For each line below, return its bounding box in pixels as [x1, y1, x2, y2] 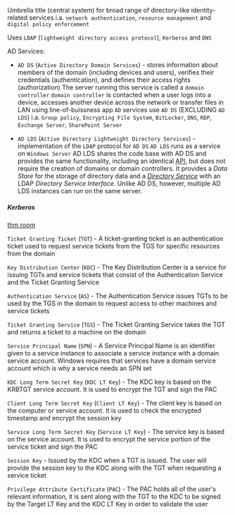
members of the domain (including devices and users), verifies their [17, 68, 215, 76]
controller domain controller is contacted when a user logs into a [17, 91, 211, 99]
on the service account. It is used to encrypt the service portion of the [7, 435, 211, 443]
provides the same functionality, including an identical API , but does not [17, 157, 226, 165]
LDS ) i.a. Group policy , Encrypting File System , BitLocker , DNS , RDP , [17, 113, 212, 121]
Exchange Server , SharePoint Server [17, 121, 122, 129]
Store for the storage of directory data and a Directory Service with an [17, 172, 221, 180]
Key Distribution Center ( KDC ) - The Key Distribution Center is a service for [7, 262, 227, 271]
